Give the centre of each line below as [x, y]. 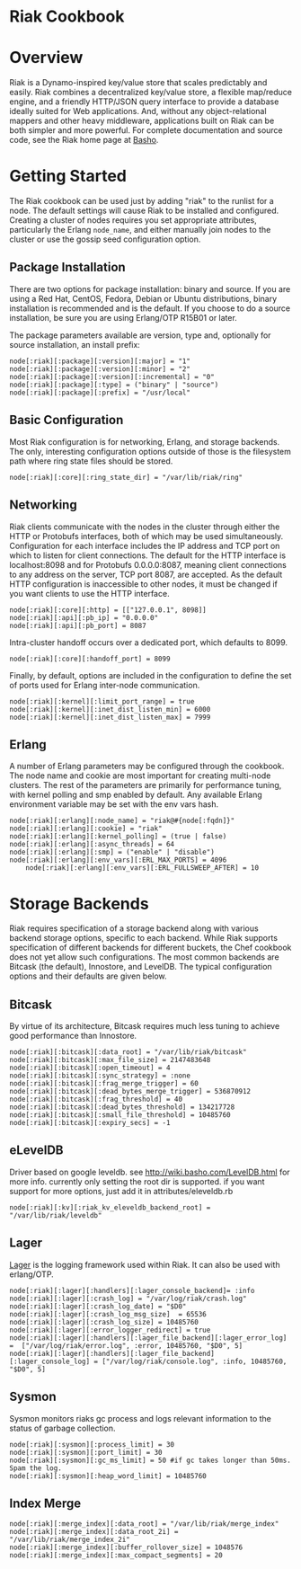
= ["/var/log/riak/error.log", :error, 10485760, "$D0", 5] [126, 1345]
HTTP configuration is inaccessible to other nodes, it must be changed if [144, 584]
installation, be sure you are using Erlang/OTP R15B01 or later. [124, 317]
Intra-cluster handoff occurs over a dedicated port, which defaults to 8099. [149, 642]
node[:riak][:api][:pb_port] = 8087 [78, 625]
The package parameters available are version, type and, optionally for [140, 335]
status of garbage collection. [62, 1428]
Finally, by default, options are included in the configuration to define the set [150, 675]
